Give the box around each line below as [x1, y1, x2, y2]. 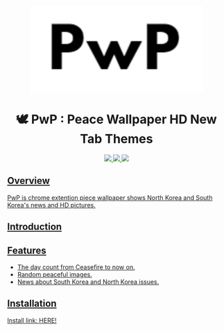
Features [7, 244, 46, 256]
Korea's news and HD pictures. [7, 201, 96, 209]
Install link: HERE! [7, 316, 57, 324]
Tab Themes [80, 131, 153, 147]
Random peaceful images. [17, 270, 92, 278]
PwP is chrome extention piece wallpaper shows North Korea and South [7, 193, 213, 202]
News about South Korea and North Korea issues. [17, 278, 160, 286]
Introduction [7, 221, 62, 233]
